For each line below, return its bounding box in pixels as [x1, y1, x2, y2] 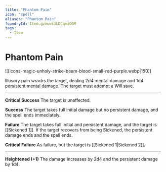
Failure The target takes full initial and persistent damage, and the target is [5, 121, 157, 127]
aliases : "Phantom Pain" [5, 16, 56, 21]
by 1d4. [5, 161, 20, 167]
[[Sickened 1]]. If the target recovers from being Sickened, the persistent [5, 127, 153, 133]
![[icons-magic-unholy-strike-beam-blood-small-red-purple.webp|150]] [5, 68, 152, 74]
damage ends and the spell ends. [5, 132, 73, 138]
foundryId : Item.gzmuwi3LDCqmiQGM [5, 21, 77, 26]
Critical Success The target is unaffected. [5, 97, 91, 103]
